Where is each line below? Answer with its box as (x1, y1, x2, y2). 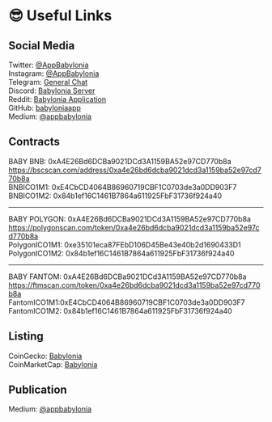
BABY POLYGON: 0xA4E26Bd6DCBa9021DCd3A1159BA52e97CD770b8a (8, 213, 251, 224)
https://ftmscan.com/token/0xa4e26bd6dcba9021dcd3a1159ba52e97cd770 (8, 280, 261, 289)
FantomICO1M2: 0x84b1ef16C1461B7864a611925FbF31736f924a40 (8, 306, 232, 315)
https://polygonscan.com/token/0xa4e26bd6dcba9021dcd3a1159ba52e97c (8, 222, 261, 232)
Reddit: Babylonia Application (8, 95, 107, 103)
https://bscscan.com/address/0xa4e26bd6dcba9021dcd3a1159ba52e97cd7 (8, 165, 261, 175)
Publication (8, 383, 67, 397)
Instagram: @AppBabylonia (8, 69, 100, 78)
